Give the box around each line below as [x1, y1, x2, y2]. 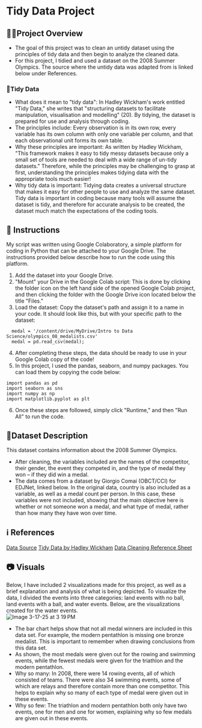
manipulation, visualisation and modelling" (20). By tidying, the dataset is [14, 111, 196, 119]
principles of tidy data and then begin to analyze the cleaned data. [14, 51, 180, 58]
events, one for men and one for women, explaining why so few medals [14, 708, 192, 715]
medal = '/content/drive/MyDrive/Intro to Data [11, 328, 133, 334]
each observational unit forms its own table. [14, 137, 124, 144]
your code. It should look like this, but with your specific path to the [14, 310, 182, 318]
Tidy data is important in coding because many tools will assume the [14, 195, 185, 202]
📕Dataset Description [6, 430, 88, 441]
